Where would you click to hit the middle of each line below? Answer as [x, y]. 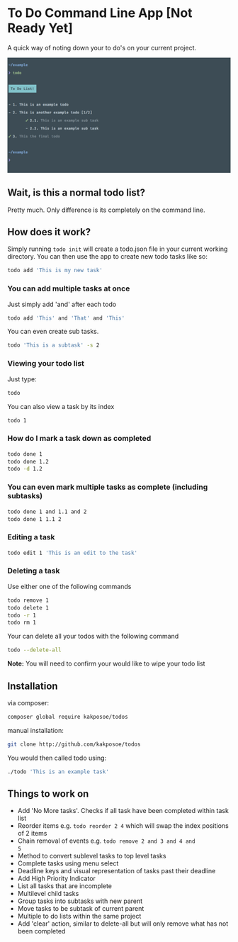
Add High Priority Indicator [56, 879]
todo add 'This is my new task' [55, 271]
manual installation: [35, 730]
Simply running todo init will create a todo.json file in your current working [118, 249]
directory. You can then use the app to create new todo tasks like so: [107, 257]
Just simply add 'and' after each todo [62, 304]
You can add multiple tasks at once [69, 288]
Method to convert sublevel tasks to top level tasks [92, 856]
